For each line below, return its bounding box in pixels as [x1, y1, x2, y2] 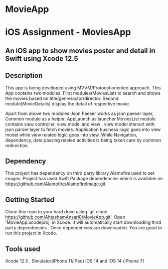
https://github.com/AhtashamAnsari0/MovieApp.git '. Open [5, 214, 125, 220]
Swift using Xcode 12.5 [5, 54, 79, 63]
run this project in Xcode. [5, 230, 58, 236]
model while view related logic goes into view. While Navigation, [5, 131, 138, 138]
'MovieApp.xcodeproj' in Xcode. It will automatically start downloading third [5, 219, 161, 225]
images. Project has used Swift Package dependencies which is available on [5, 176, 163, 182]
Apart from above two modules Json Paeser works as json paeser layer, [5, 110, 154, 116]
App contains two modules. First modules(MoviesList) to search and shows [5, 90, 160, 96]
